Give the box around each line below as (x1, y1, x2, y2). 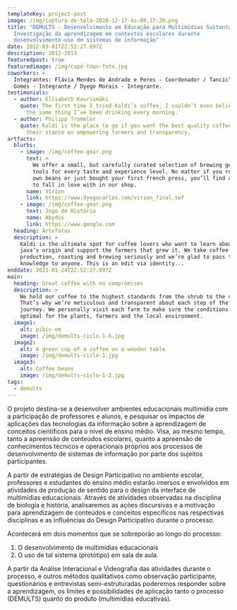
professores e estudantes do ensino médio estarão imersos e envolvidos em (7, 478, 229, 486)
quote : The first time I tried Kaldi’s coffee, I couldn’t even (20, 102, 213, 110)
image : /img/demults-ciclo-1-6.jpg (20, 332, 125, 339)
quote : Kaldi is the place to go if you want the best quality (20, 122, 210, 129)
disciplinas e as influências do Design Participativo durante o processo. (7, 515, 215, 524)
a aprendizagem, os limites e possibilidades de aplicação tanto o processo (7, 587, 224, 595)
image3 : (13, 358, 37, 366)
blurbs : (13, 142, 37, 149)
